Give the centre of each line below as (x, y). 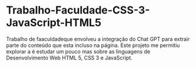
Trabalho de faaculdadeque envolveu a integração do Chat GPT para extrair (98, 39)
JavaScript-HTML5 (54, 23)
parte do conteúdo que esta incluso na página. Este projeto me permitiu (93, 45)
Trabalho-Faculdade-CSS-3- (78, 10)
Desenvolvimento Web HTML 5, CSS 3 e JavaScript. (69, 58)
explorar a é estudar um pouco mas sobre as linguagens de (78, 51)
